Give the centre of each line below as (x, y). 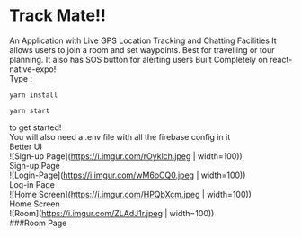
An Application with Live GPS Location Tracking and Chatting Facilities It (143, 40)
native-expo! (33, 69)
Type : (21, 78)
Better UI (26, 146)
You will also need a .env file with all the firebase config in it (120, 136)
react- (281, 59)
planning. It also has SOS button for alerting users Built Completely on (138, 59)
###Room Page (38, 223)
